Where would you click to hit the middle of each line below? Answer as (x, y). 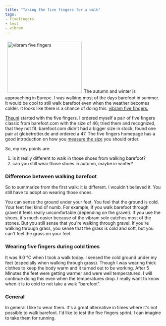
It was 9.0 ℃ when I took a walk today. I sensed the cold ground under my (81, 257)
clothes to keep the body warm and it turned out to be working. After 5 (77, 268)
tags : (11, 14)
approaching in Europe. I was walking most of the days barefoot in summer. (82, 98)
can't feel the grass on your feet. (38, 234)
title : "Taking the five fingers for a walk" (53, 10)
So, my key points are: (28, 149)
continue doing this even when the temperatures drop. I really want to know (82, 278)
